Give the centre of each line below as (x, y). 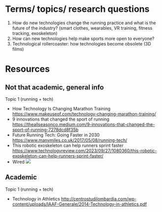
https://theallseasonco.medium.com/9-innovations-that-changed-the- (83, 124)
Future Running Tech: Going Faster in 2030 (56, 135)
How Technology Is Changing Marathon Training (61, 108)
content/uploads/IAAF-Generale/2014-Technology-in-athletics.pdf (80, 204)
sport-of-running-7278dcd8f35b (45, 129)
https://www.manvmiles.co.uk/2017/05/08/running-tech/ (70, 140)
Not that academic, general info (55, 87)
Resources (28, 69)
